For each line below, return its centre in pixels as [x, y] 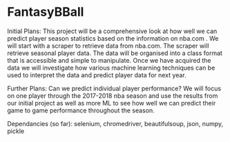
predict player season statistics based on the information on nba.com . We [113, 38]
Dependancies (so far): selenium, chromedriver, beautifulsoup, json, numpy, [115, 123]
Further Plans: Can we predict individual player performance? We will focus [114, 88]
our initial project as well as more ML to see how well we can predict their [112, 103]
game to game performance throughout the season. [81, 110]
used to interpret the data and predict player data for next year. [97, 75]
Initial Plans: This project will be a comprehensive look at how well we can [112, 31]
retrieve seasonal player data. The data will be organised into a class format [115, 53]
